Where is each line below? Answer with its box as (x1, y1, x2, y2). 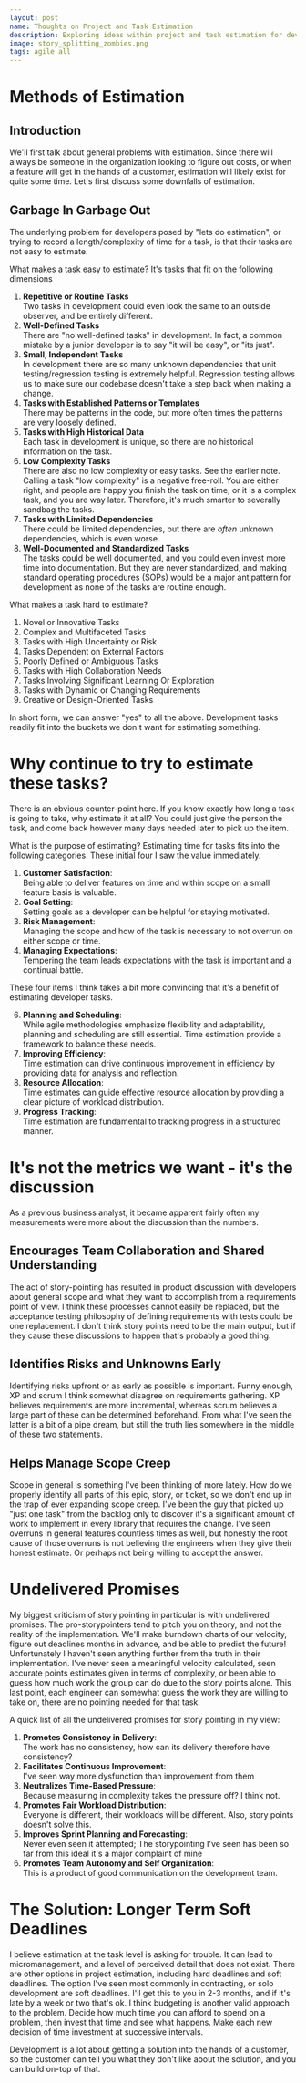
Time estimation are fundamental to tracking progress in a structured (22, 1116, 281, 1127)
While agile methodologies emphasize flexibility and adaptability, (22, 1018, 266, 1030)
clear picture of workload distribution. (22, 1096, 165, 1108)
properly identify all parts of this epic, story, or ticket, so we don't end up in (9, 1490, 292, 1500)
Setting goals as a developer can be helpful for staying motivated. (22, 906, 270, 917)
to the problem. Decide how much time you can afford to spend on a (9, 2007, 266, 2018)
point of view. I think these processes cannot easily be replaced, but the (9, 1301, 280, 1312)
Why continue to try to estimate (9, 754, 254, 775)
